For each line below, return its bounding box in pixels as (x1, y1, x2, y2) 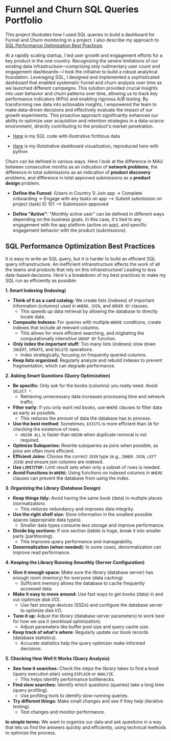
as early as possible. (12, 409, 56, 416)
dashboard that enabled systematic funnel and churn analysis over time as (5, 79, 162, 86)
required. (20, 437, 40, 443)
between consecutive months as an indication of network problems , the (5, 163, 158, 170)
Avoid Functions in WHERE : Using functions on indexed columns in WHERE (12, 469, 163, 476)
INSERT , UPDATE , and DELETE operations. (12, 346, 93, 352)
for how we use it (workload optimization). (12, 618, 102, 624)
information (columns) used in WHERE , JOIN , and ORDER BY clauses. (12, 302, 149, 308)
